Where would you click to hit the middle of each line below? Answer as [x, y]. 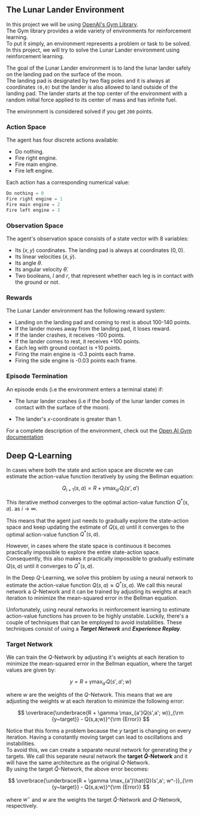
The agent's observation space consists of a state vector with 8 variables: [97, 238]
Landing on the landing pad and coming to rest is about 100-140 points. [103, 322]
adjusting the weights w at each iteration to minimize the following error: [95, 701]
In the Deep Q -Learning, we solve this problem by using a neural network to [100, 578]
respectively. [22, 806]
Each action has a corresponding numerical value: [68, 182]
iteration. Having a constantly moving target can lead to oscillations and [95, 737]
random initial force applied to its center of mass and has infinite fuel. [92, 100]
